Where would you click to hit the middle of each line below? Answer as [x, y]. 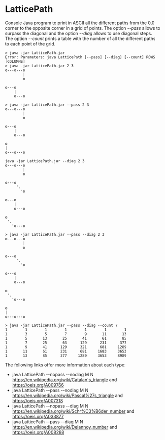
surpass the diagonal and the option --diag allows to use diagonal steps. [79, 33]
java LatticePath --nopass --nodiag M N [53, 374]
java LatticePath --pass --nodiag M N [50, 390]
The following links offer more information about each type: [65, 365]
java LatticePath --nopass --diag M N [50, 406]
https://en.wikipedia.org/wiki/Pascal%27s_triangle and [67, 395]
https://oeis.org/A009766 [38, 385]
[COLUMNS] [15, 61]
